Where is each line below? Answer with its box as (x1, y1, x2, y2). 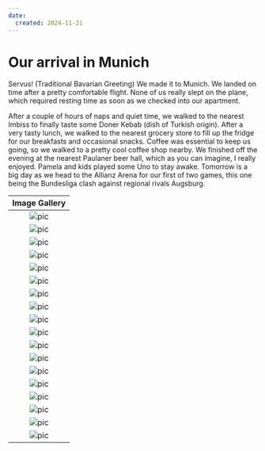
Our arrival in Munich (8, 53, 150, 71)
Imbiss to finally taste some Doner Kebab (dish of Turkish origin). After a (8, 120, 244, 129)
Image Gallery (12, 197, 66, 208)
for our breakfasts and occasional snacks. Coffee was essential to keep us (8, 136, 252, 147)
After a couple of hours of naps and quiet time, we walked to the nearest (8, 112, 244, 121)
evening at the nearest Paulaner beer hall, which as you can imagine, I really (8, 154, 256, 163)
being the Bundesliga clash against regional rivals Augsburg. (8, 179, 206, 189)
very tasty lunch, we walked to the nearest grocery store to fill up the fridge (8, 128, 255, 138)
